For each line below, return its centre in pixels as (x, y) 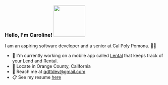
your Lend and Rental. (35, 61)
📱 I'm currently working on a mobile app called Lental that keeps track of (88, 56)
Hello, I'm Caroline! (29, 35)
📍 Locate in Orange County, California (51, 66)
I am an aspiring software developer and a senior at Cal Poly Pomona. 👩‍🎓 (81, 46)
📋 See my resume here (37, 77)
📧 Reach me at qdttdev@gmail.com (49, 72)
